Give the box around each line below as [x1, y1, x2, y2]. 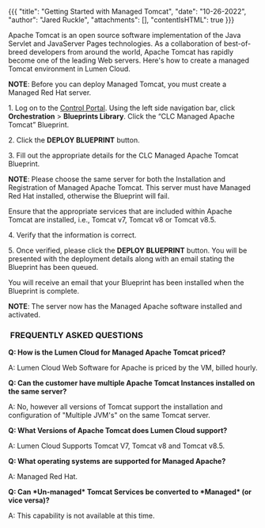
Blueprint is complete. [8, 287, 80, 295]
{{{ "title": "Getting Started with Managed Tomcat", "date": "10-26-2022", [8, 7, 247, 16]
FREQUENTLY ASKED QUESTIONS [9, 329, 144, 340]
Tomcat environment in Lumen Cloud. [8, 64, 131, 74]
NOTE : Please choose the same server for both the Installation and [8, 174, 225, 184]
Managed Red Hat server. [8, 88, 92, 97]
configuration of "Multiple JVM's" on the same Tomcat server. [8, 411, 211, 420]
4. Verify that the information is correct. [8, 230, 137, 240]
